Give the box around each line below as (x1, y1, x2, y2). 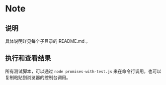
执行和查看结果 (5, 54, 51, 63)
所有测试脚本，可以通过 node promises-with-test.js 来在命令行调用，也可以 (5, 68, 162, 74)
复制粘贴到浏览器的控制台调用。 (5, 74, 71, 80)
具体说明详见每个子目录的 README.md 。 (5, 38, 90, 44)
